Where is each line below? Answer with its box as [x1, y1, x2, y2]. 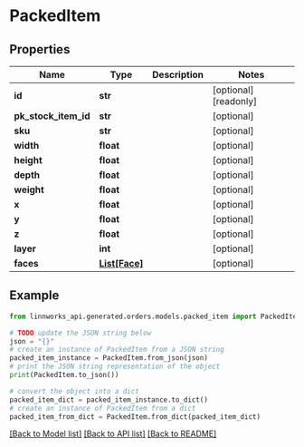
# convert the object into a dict [9, 386, 140, 395]
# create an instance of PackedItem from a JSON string [9, 345, 224, 355]
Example [9, 287, 60, 304]
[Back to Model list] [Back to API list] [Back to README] [9, 428, 217, 440]
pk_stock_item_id [14, 110, 90, 122]
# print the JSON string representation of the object [9, 362, 221, 372]
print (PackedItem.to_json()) [9, 371, 119, 380]
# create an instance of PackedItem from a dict [9, 403, 196, 413]
